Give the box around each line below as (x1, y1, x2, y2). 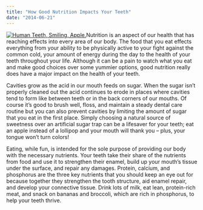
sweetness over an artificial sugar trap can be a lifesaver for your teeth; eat (6, 120, 194, 127)
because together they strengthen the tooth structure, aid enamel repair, (6, 177, 187, 185)
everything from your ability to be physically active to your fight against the (6, 44, 194, 52)
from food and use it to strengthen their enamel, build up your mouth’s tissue (6, 158, 198, 165)
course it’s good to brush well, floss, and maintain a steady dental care (6, 101, 183, 108)
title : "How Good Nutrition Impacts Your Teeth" (6, 8, 131, 15)
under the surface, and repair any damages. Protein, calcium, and (6, 164, 170, 172)
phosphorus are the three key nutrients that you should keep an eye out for (6, 171, 194, 178)
